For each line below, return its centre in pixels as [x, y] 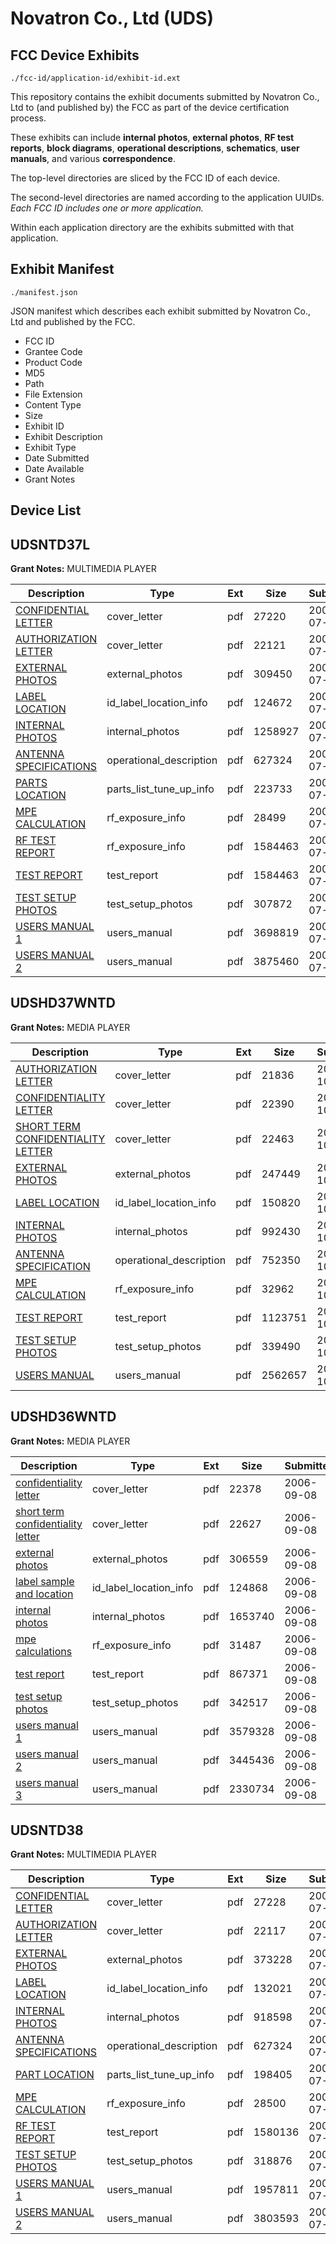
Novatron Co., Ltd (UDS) [112, 18]
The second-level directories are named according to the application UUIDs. [167, 197]
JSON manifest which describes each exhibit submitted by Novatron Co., [161, 311]
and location [44, 1594]
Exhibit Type [50, 447]
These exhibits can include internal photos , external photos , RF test [152, 137]
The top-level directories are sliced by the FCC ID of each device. [145, 178]
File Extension [53, 394]
